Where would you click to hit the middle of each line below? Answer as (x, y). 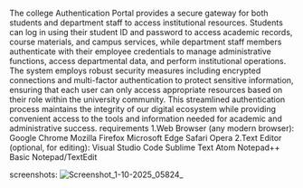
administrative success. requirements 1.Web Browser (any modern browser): (152, 128)
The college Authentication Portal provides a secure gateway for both (139, 13)
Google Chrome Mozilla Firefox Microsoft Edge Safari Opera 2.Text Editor (146, 138)
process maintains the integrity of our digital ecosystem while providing (143, 109)
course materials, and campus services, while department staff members (146, 42)
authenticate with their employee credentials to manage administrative (140, 52)
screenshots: (33, 174)
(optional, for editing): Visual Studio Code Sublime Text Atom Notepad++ (145, 147)
